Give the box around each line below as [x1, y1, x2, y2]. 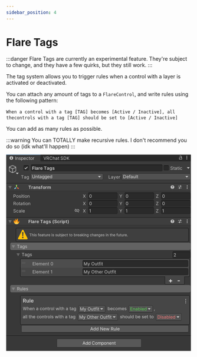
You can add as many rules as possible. [6, 125, 103, 132]
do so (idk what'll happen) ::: [6, 143, 75, 150]
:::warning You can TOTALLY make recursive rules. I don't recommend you [6, 136, 188, 144]
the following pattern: [6, 97, 58, 104]
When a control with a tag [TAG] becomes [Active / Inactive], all [6, 109, 176, 115]
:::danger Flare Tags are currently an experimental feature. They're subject [6, 55, 188, 62]
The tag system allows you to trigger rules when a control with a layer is [6, 72, 181, 80]
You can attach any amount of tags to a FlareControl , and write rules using [6, 90, 189, 97]
